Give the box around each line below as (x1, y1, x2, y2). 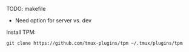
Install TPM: (6, 28, 36, 36)
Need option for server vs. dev (15, 17, 92, 24)
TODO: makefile (6, 5, 46, 12)
